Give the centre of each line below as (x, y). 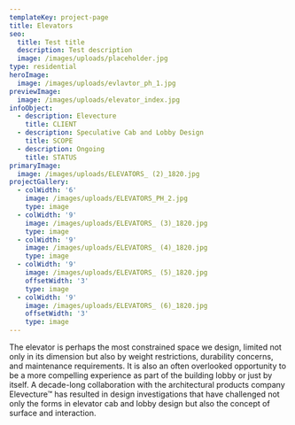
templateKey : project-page (59, 17)
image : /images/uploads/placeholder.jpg (93, 58)
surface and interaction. (53, 413)
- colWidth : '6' (47, 190)
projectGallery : (39, 182)
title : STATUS (51, 157)
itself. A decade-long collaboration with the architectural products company (147, 385)
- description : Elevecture (67, 116)
